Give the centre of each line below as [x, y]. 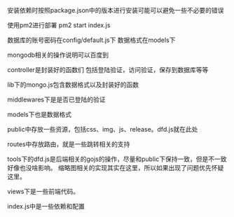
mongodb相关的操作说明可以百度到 [58, 55]
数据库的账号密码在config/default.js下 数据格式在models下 [91, 40]
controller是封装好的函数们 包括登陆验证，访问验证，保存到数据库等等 [108, 70]
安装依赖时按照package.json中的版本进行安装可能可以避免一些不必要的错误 [116, 10]
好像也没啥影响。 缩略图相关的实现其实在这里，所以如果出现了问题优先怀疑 [116, 168]
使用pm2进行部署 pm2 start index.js [59, 25]
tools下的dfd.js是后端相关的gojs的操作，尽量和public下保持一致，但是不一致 [117, 159]
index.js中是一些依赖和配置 [46, 206]
